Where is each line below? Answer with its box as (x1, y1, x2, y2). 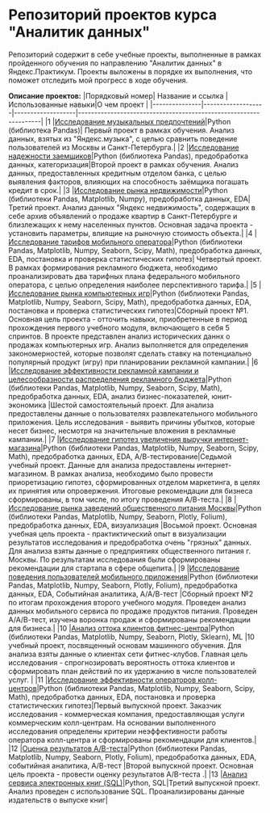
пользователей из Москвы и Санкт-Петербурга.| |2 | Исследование (8, 142, 239, 152)
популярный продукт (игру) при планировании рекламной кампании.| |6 (8, 357, 259, 367)
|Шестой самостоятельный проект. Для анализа (48, 400, 214, 410)
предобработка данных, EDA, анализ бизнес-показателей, (8, 391, 210, 401)
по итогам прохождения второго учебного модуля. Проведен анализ (8, 597, 247, 607)
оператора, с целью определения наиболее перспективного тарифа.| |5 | (8, 280, 262, 289)
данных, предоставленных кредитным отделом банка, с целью (8, 168, 227, 178)
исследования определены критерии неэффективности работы (8, 726, 227, 736)
